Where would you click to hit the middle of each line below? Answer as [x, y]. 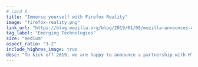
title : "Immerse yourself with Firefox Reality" [67, 17]
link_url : [18, 28]
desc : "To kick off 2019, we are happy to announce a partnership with [96, 55]
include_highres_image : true [42, 50]
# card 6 [17, 11]
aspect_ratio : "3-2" [32, 44]
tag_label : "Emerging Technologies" [51, 33]
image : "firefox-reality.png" [43, 22]
